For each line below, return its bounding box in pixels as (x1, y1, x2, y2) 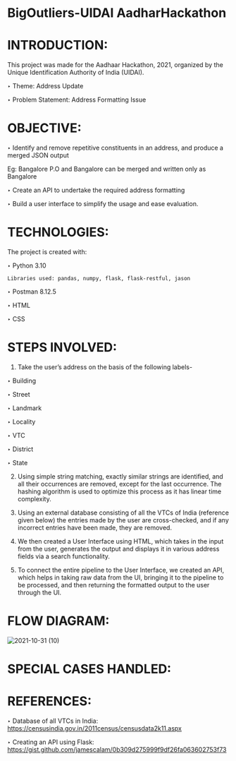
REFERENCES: (7, 693, 92, 709)
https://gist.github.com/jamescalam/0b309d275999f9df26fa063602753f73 (7, 745, 227, 753)
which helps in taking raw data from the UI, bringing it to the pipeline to (17, 573, 224, 582)
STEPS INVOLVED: (7, 340, 118, 356)
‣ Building (7, 376, 37, 385)
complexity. (17, 494, 51, 503)
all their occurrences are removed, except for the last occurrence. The (17, 479, 222, 488)
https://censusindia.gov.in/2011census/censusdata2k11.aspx (7, 724, 182, 732)
